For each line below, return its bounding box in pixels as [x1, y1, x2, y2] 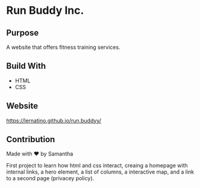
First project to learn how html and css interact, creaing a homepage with [6, 162, 188, 169]
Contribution [6, 134, 55, 145]
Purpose [6, 28, 39, 38]
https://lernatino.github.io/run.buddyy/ [6, 117, 101, 124]
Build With [6, 61, 46, 71]
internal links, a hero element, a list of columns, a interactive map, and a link [6, 168, 195, 175]
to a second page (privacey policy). [6, 175, 95, 182]
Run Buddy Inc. [6, 4, 84, 17]
